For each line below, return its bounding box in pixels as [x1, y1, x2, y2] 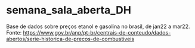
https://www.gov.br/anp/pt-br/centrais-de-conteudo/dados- [23, 29, 171, 36]
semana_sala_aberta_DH [6, 4, 131, 17]
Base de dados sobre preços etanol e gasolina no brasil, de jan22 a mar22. [6, 23, 190, 30]
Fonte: [6, 29, 22, 36]
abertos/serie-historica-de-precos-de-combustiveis [6, 35, 135, 42]
